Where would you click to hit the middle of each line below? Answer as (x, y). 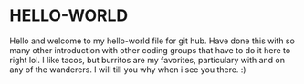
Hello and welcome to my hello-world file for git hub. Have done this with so (152, 41)
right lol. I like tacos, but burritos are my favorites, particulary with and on (147, 60)
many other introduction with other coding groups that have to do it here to (150, 50)
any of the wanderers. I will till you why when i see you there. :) (128, 70)
